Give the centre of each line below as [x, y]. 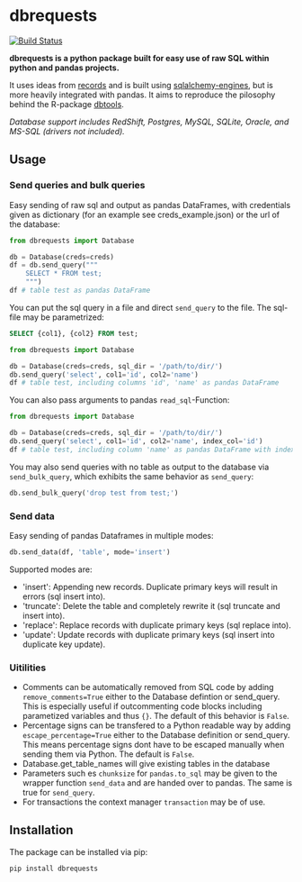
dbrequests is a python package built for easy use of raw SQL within [139, 58]
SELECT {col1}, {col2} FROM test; [74, 333]
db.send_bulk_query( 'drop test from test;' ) [94, 493]
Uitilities [28, 668]
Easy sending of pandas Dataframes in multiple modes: [111, 535]
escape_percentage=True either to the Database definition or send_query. [156, 735]
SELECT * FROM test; [64, 274]
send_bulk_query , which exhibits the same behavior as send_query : [132, 476]
